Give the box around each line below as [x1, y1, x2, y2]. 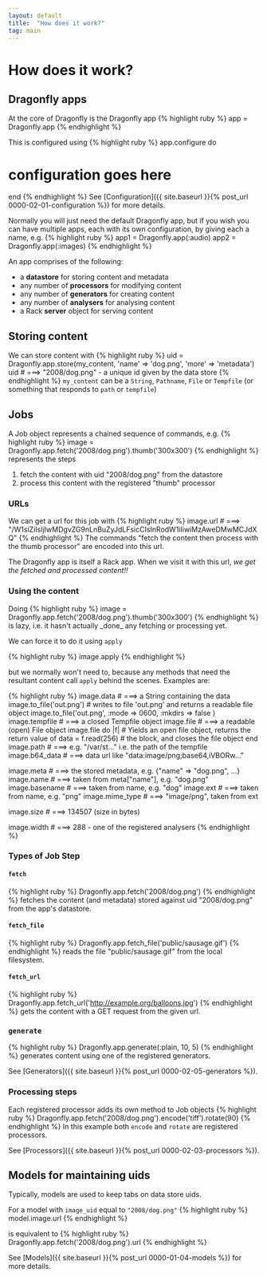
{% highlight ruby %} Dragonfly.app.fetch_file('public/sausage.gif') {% [8, 938, 240, 947]
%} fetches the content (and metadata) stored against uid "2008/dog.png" [8, 895, 253, 904]
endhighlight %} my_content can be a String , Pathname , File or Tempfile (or [8, 376, 253, 385]
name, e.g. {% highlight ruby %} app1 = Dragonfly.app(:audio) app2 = [8, 233, 237, 243]
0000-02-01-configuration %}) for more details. [8, 200, 166, 210]
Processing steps [8, 1086, 77, 1097]
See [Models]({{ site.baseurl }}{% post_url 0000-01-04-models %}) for [8, 1253, 241, 1263]
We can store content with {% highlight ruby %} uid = [8, 350, 184, 360]
